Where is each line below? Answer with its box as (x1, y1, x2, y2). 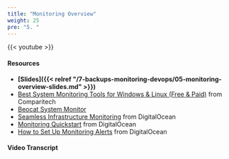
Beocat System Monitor (17, 105, 86, 113)
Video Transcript (7, 143, 58, 152)
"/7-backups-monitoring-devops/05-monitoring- (72, 75, 222, 83)
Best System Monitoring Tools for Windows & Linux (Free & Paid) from (17, 90, 223, 98)
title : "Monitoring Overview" (7, 10, 97, 18)
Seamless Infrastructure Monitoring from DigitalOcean (17, 112, 176, 121)
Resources (7, 59, 40, 67)
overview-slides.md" (17, 82, 82, 90)
